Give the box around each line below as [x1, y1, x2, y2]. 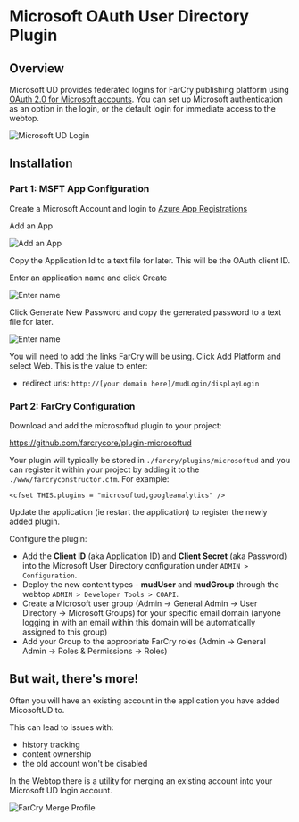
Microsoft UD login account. [9, 785, 113, 795]
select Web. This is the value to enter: [9, 360, 148, 371]
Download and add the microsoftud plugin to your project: [9, 419, 222, 430]
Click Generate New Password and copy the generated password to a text [9, 306, 282, 318]
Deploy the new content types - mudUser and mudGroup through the [21, 578, 279, 590]
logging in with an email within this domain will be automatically [21, 617, 256, 627]
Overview [9, 61, 65, 76]
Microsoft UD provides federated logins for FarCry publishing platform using [9, 85, 290, 95]
